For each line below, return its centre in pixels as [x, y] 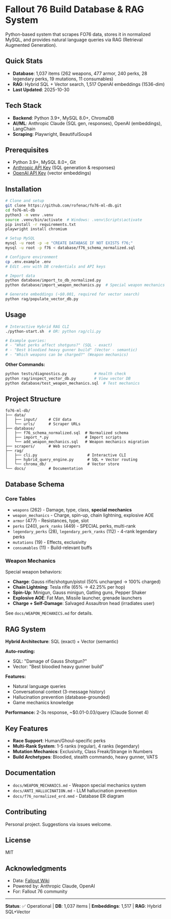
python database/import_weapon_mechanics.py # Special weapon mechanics [85, 285]
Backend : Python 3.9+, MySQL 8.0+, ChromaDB [63, 118]
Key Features [27, 728]
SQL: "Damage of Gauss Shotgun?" [50, 661]
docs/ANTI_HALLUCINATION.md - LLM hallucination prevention [75, 790]
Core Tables [20, 499]
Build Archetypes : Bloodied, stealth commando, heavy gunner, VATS [85, 757]
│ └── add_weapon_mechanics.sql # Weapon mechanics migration [77, 442]
